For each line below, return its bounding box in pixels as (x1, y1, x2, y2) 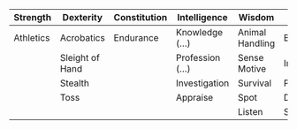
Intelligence (177, 11, 228, 23)
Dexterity (62, 11, 103, 23)
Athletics (13, 32, 50, 43)
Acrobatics (59, 32, 106, 43)
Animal (237, 27, 267, 38)
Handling (237, 37, 276, 49)
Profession (175, 52, 221, 64)
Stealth (59, 77, 90, 89)
